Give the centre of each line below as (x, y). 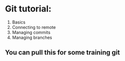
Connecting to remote (34, 27)
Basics (19, 22)
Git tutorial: (28, 9)
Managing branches (32, 37)
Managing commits (31, 32)
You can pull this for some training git (62, 53)
